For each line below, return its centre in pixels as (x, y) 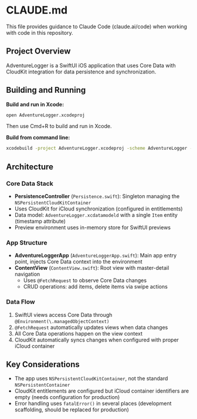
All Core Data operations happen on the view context (78, 333)
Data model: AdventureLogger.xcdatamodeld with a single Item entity (96, 215)
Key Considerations (43, 364)
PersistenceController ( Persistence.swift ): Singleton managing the (97, 196)
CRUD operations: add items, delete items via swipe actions (96, 287)
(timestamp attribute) (40, 221)
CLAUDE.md (37, 10)
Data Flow (21, 302)
